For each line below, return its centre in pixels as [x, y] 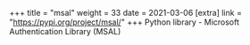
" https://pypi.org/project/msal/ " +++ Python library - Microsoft [124, 22]
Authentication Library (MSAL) [65, 31]
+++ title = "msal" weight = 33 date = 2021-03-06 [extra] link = [126, 13]
